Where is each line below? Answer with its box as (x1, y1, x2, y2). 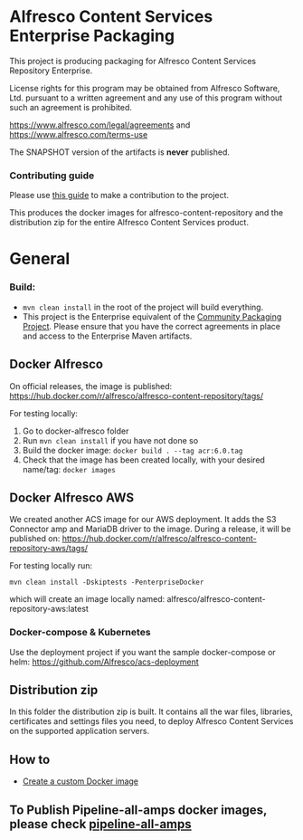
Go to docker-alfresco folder (22, 425, 129, 436)
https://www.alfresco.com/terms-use (9, 129, 148, 139)
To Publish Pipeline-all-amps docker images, (9, 802, 268, 817)
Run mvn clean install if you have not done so (22, 434, 199, 445)
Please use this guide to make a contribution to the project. (9, 190, 229, 201)
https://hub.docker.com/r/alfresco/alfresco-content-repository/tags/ (9, 390, 264, 401)
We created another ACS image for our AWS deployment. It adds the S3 (9, 514, 277, 525)
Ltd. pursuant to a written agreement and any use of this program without (9, 92, 283, 103)
